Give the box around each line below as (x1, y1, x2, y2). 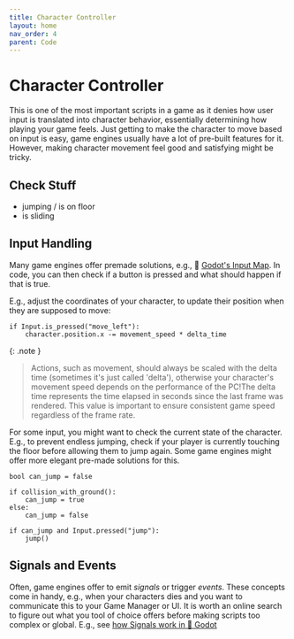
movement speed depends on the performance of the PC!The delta (30, 381, 276, 392)
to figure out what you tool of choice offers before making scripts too (9, 610, 260, 620)
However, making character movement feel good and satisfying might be (9, 142, 274, 153)
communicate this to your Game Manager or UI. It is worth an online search (9, 600, 283, 611)
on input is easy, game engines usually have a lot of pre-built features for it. (9, 134, 284, 144)
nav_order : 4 (9, 29, 57, 38)
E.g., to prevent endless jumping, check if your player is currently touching (9, 435, 280, 447)
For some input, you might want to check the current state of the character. (9, 427, 283, 437)
